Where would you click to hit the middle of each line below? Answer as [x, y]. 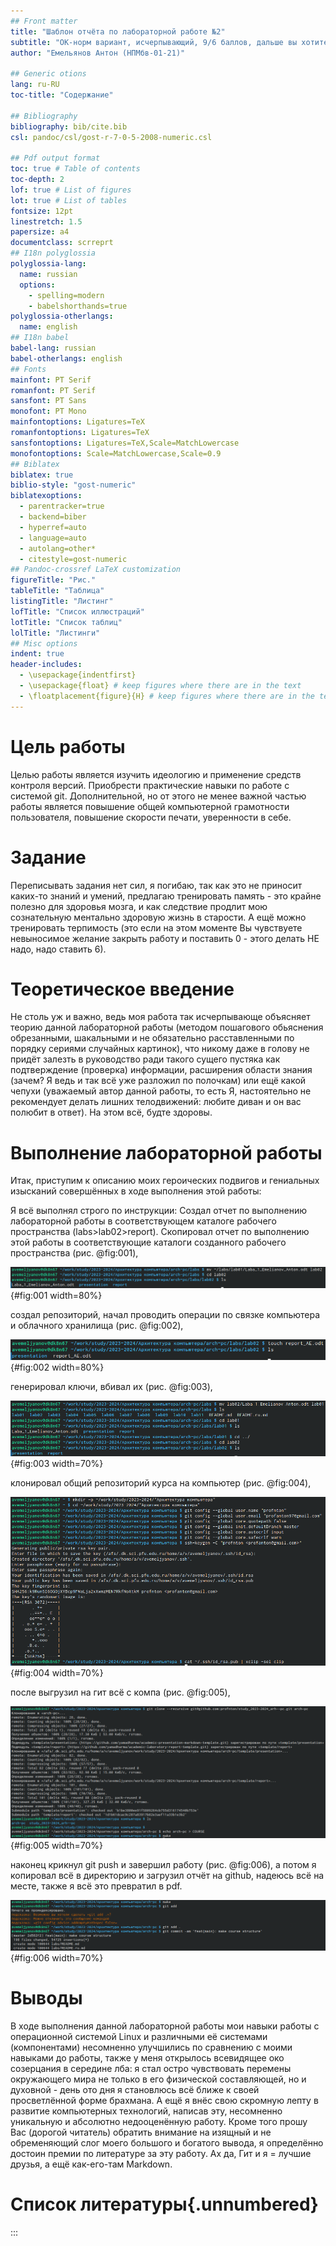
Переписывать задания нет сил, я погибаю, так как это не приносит [156, 885]
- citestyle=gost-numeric [73, 559]
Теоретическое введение [122, 989]
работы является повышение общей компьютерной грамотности [150, 806]
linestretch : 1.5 [46, 221]
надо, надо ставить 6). [58, 949]
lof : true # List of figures [71, 190]
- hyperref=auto [53, 527]
